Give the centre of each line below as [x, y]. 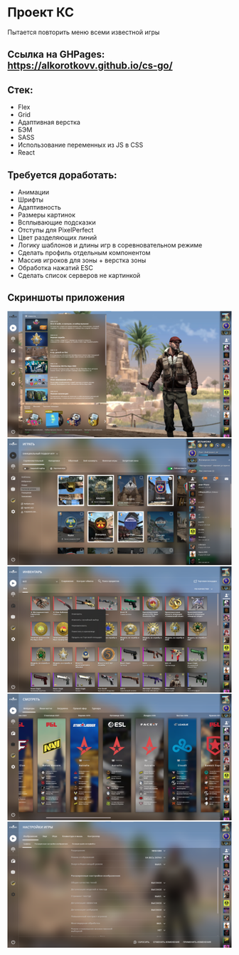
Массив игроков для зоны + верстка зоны [82, 260]
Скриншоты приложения [66, 298]
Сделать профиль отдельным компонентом [84, 252]
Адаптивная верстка [49, 123]
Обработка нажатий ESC [55, 267]
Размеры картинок [47, 215]
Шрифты [31, 200]
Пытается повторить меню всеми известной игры [84, 32]
